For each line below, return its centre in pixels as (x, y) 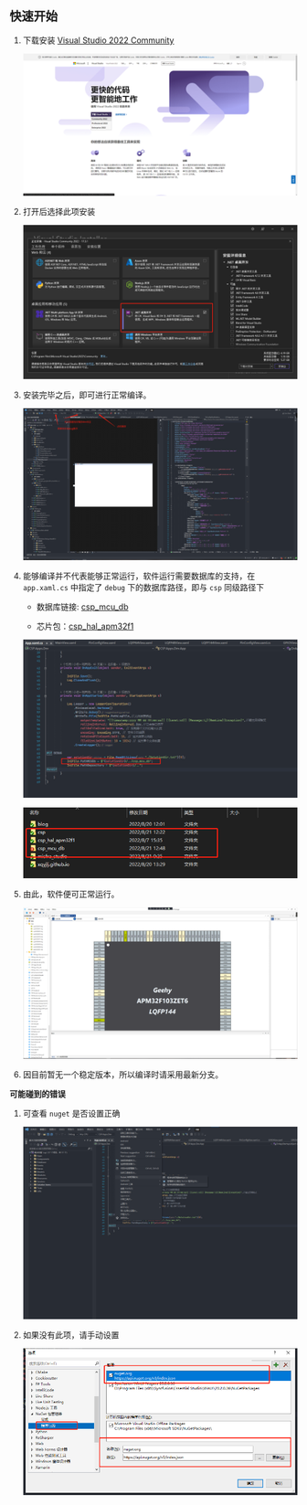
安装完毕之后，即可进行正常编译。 (87, 395)
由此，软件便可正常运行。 (71, 894)
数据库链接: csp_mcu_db (82, 607)
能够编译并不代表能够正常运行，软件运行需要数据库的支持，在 (139, 576)
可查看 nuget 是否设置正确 (71, 1113)
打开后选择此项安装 (59, 212)
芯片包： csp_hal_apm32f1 (85, 626)
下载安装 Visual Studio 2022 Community (98, 40)
